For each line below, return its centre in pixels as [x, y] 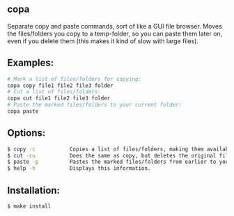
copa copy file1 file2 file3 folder [60, 85]
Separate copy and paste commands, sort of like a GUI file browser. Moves [115, 26]
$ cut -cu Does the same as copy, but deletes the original [112, 155]
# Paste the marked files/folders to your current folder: [95, 105]
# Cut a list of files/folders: [54, 92]
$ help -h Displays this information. [79, 169]
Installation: [34, 190]
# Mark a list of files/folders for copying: [74, 79]
